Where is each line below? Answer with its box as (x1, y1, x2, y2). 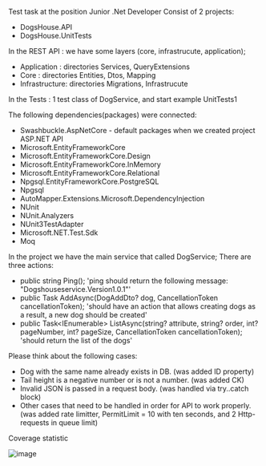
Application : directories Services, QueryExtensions (19, 62, 191, 71)
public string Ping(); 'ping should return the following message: (19, 276, 228, 286)
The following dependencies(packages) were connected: (8, 110, 198, 120)
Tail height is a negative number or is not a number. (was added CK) (19, 375, 244, 384)
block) (19, 392, 42, 402)
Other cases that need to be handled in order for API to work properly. (19, 401, 252, 410)
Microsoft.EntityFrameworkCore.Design (19, 152, 151, 160)
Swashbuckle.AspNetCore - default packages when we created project (19, 126, 256, 135)
